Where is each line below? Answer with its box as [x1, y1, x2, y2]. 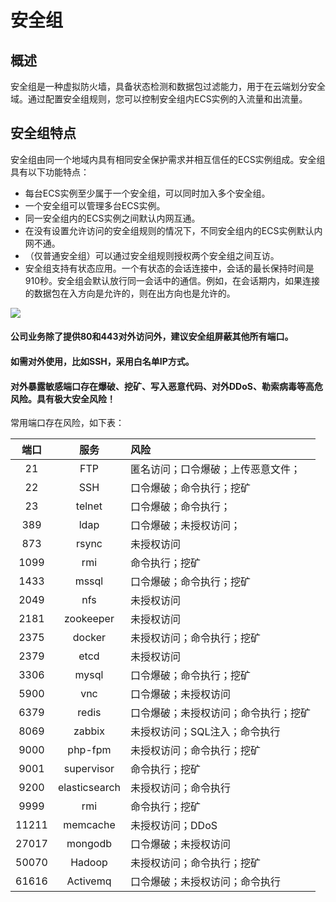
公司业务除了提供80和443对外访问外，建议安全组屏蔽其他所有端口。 [10, 331, 294, 343]
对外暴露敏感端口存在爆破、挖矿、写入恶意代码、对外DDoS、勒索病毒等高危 [10, 380, 323, 392]
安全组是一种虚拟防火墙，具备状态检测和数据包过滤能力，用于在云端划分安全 [10, 81, 326, 92]
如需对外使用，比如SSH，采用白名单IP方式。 [10, 356, 195, 367]
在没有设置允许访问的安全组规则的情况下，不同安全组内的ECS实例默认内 [24, 224, 323, 236]
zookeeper [63, 612, 115, 626]
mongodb [66, 837, 112, 851]
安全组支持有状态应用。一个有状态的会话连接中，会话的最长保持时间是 [24, 262, 315, 274]
